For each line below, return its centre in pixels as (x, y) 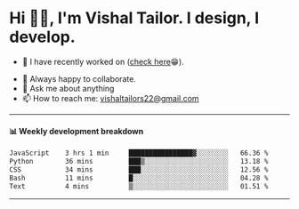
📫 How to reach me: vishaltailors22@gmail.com (110, 98)
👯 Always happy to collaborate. (79, 78)
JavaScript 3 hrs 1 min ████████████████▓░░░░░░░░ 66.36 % (139, 153)
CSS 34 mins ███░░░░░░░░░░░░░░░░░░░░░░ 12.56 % (139, 169)
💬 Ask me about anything (68, 88)
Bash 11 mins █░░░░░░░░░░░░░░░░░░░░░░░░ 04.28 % (139, 178)
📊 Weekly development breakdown (77, 131)
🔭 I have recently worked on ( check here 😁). (103, 61)
